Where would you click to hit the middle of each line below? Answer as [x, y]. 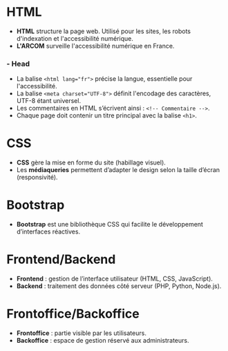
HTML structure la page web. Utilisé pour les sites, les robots [104, 31]
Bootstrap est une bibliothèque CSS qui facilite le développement [110, 225]
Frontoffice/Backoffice [73, 314]
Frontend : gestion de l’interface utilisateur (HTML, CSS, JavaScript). [115, 279]
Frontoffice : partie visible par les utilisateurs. [81, 333]
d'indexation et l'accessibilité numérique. [75, 38]
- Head [18, 64]
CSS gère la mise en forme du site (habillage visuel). [91, 162]
